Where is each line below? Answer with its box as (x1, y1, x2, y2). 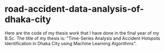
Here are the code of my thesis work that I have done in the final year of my (4, 30, 160, 36)
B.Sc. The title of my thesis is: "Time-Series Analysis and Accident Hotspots (4, 35, 160, 41)
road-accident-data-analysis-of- (4, 3, 144, 15)
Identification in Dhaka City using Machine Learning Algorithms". (4, 40, 137, 46)
